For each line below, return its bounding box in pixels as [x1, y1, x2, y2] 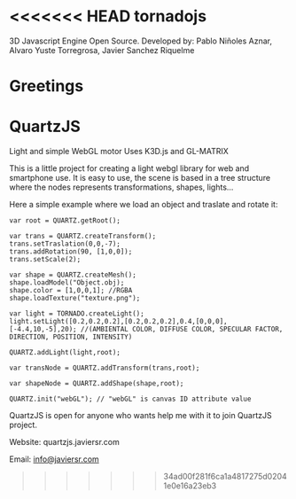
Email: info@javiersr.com [9, 454, 99, 464]
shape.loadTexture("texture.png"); [9, 294, 141, 303]
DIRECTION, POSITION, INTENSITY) [9, 332, 133, 342]
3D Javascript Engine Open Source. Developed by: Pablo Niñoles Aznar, [9, 35, 273, 46]
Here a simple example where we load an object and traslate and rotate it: [9, 199, 278, 210]
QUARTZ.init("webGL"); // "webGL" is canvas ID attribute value [9, 394, 252, 404]
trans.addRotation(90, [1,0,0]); [9, 247, 133, 256]
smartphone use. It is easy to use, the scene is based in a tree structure [9, 173, 271, 183]
